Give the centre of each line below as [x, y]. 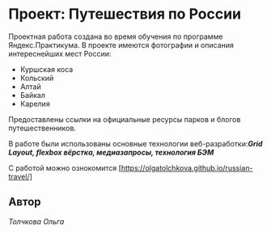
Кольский [37, 78]
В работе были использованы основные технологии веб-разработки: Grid [135, 143]
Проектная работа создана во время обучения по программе [116, 36]
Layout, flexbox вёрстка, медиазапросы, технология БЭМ [111, 152]
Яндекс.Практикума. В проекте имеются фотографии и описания [121, 44]
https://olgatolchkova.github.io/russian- [187, 167]
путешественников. [42, 128]
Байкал [33, 95]
